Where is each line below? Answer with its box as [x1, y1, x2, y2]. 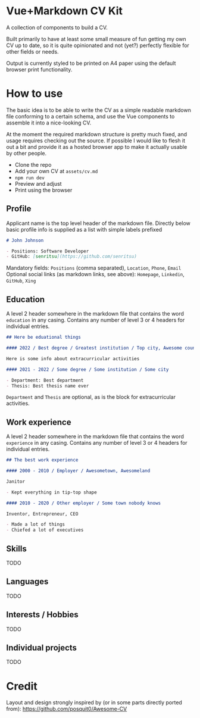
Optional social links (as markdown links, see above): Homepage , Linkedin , [6, 271, 185, 278]
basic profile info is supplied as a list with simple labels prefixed [6, 226, 162, 233]
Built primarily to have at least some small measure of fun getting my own [6, 35, 186, 42]
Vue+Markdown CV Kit [6, 4, 123, 18]
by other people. [6, 149, 47, 157]
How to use [6, 87, 63, 101]
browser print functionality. [6, 65, 73, 73]
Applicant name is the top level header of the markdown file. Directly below [6, 219, 190, 227]
